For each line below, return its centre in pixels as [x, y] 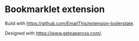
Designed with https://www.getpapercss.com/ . [54, 33]
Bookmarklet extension [55, 9]
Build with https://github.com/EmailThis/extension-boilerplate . [70, 23]
